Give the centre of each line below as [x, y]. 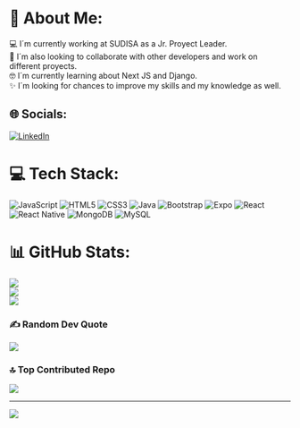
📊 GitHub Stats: [70, 252]
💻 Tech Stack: [64, 173]
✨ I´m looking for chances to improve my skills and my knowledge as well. [145, 85]
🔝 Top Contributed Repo [62, 369]
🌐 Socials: [38, 114]
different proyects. [43, 65]
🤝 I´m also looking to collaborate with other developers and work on [133, 56]
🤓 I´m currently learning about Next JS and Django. [104, 75]
